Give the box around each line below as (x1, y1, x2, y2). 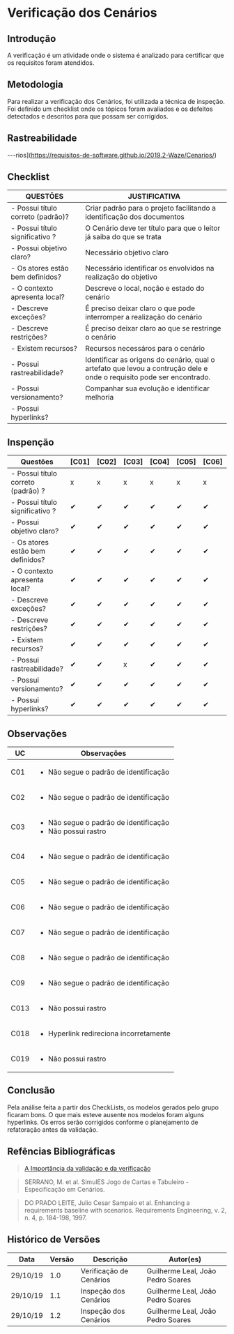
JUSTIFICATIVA (127, 192, 181, 202)
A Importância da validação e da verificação (24, 1164, 151, 1172)
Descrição (93, 1254, 128, 1264)
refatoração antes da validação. (7, 1125, 99, 1134)
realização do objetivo (84, 272, 158, 282)
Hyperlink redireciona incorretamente (48, 1029, 171, 1038)
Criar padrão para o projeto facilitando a (84, 204, 216, 213)
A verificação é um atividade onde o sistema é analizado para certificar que (7, 51, 224, 59)
